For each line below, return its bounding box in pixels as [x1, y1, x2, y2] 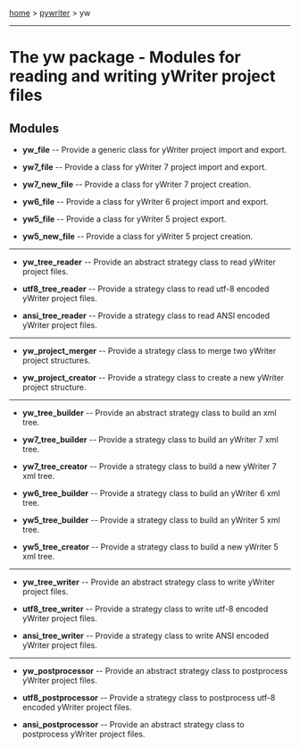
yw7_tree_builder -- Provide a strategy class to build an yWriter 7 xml [21, 434, 279, 445]
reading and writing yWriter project [9, 66, 276, 87]
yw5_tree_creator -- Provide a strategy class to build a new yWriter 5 [21, 542, 279, 552]
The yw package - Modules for [9, 47, 241, 68]
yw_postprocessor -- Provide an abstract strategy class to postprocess [21, 666, 288, 676]
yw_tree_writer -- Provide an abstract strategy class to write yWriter [21, 576, 275, 587]
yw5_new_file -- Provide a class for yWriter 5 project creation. [21, 231, 253, 241]
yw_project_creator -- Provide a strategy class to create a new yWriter [21, 373, 285, 382]
